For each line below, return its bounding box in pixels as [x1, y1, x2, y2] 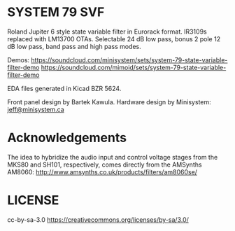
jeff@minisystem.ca [7, 105, 64, 113]
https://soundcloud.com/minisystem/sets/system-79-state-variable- [31, 55, 228, 64]
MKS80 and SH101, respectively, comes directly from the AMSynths [7, 160, 202, 169]
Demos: [7, 55, 30, 64]
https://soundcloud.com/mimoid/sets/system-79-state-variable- [41, 63, 227, 71]
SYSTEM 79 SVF [7, 4, 105, 20]
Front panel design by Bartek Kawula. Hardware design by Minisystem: [7, 97, 211, 106]
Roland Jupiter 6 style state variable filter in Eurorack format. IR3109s [7, 27, 208, 36]
